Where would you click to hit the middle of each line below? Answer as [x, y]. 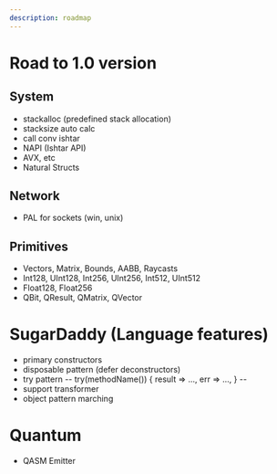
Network [35, 196]
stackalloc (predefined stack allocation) [97, 119]
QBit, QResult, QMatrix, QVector [82, 298]
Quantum [46, 436]
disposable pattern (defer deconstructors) [102, 370]
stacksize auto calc [59, 128]
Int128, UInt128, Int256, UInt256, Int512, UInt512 [111, 279]
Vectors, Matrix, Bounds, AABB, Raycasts [100, 269]
